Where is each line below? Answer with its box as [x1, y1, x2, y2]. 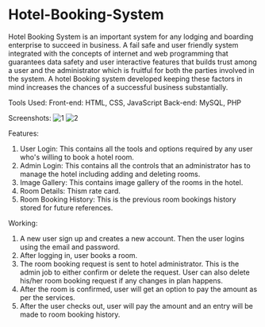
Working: [8, 218, 38, 228]
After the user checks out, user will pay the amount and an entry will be [19, 301, 254, 310]
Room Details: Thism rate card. [19, 186, 121, 195]
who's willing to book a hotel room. [19, 152, 135, 162]
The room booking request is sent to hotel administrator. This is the [19, 259, 240, 268]
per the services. [19, 292, 75, 302]
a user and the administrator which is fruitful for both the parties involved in [8, 65, 255, 75]
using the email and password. [19, 242, 121, 252]
